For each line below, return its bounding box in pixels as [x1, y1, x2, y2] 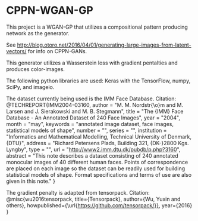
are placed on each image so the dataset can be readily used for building [6, 165, 186, 172]
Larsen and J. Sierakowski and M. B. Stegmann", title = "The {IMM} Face [6, 108, 184, 115]
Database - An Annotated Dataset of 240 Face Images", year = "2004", [6, 114, 180, 121]
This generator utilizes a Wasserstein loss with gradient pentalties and [6, 59, 178, 66]
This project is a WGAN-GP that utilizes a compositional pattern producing [6, 23, 188, 30]
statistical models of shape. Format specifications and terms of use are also [6, 171, 192, 178]
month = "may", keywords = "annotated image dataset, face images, [6, 120, 174, 127]
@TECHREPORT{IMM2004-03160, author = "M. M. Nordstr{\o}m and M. [6, 101, 183, 108]
